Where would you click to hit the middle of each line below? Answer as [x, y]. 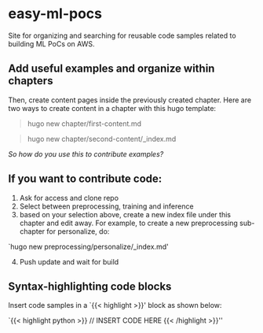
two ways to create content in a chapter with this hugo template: [112, 108]
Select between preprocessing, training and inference [106, 206]
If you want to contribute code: [85, 179]
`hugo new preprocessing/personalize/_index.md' [88, 246]
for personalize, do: [78, 231]
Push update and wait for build [69, 261]
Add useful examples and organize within [111, 69]
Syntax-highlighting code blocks [90, 286]
